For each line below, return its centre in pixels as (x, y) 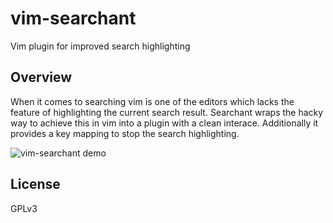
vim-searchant (73, 18)
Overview (41, 77)
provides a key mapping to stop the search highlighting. (125, 133)
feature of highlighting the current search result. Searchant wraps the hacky (167, 112)
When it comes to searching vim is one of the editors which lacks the (152, 101)
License (35, 184)
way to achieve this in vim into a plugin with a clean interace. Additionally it (164, 123)
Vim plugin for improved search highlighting (100, 46)
